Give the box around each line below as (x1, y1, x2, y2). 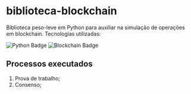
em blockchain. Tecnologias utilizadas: (6, 30, 101, 37)
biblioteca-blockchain (6, 4, 117, 18)
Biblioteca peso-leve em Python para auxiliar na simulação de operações (6, 24, 186, 31)
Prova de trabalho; (14, 74, 61, 82)
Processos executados (6, 59, 93, 69)
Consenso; (14, 81, 42, 88)
